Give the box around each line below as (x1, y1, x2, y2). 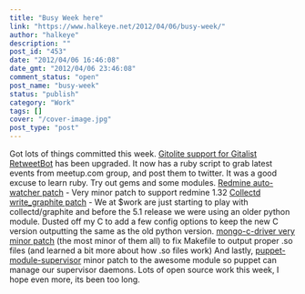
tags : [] (9, 106, 43, 116)
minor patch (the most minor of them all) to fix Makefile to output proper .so (9, 236, 293, 246)
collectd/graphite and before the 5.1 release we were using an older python (9, 207, 290, 217)
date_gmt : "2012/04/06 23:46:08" (9, 65, 137, 74)
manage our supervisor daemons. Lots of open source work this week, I (9, 265, 280, 275)
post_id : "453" (9, 47, 67, 56)
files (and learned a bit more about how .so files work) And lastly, (9, 245, 254, 256)
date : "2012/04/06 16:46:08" (9, 56, 120, 65)
